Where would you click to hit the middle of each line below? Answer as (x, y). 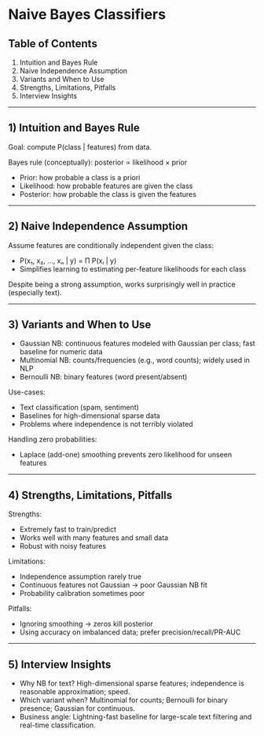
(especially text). (35, 292)
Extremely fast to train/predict (68, 530)
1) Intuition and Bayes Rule (74, 128)
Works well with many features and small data (94, 538)
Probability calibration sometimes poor (82, 594)
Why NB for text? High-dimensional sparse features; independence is (132, 683)
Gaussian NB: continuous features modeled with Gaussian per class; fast (137, 343)
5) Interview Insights (60, 664)
